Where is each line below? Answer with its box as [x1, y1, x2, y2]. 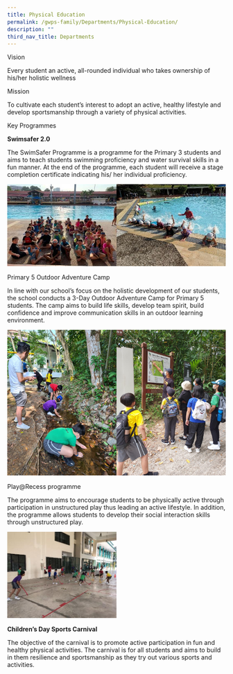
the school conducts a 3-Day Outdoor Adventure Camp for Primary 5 [7, 294, 205, 302]
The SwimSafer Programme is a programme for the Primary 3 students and [7, 148, 221, 157]
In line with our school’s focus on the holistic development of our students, [7, 286, 220, 295]
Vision [7, 53, 26, 62]
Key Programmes [7, 121, 57, 130]
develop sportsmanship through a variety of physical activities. [7, 108, 187, 116]
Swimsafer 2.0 [7, 135, 51, 144]
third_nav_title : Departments [7, 33, 95, 40]
